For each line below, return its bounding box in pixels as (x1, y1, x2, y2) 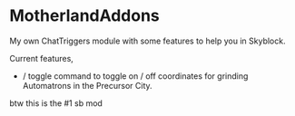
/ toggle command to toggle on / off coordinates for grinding (22, 70, 249, 82)
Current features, (9, 53, 74, 63)
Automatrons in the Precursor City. (22, 80, 152, 91)
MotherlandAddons (9, 5, 161, 26)
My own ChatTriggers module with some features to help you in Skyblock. (9, 35, 286, 46)
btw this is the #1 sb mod (9, 97, 103, 109)
